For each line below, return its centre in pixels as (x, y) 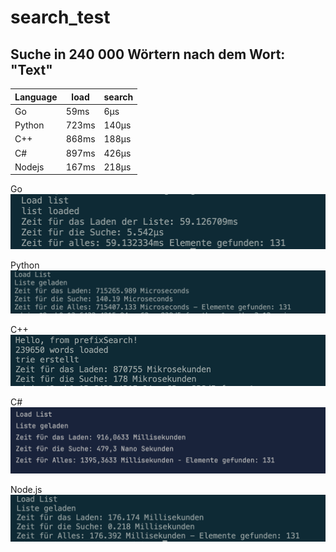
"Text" (31, 69)
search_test (60, 17)
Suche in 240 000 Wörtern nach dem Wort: (148, 54)
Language (36, 97)
